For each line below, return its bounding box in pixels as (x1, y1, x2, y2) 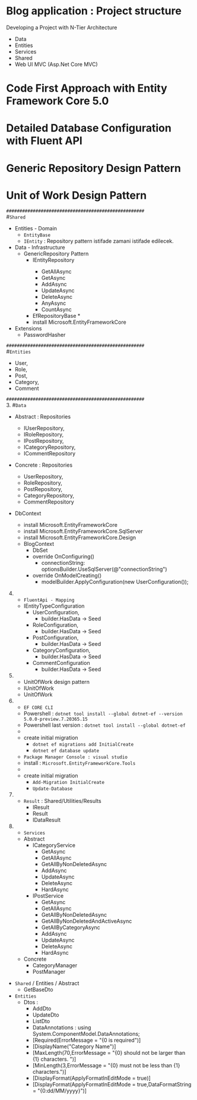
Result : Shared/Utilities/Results (23, 798, 102, 805)
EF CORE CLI (23, 705, 53, 711)
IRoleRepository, (23, 431, 64, 438)
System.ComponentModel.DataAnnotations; (32, 1030, 141, 1037)
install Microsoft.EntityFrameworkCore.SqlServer (23, 528, 144, 535)
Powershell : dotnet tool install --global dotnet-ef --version (23, 710, 183, 717)
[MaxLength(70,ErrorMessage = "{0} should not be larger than (32, 1049, 186, 1057)
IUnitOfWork (23, 685, 55, 692)
